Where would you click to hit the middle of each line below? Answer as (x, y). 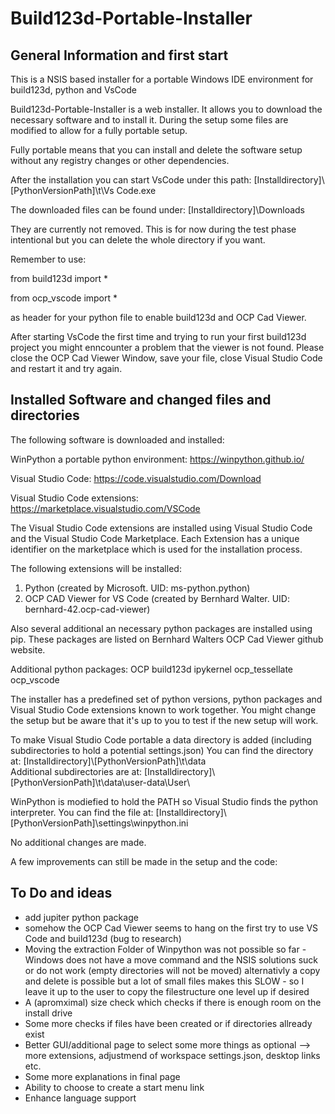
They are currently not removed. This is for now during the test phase (153, 229)
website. (28, 649)
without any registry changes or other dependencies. (120, 160)
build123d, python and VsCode (73, 90)
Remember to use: (48, 259)
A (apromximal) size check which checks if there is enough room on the (173, 1002)
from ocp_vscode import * (64, 298)
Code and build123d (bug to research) (103, 938)
